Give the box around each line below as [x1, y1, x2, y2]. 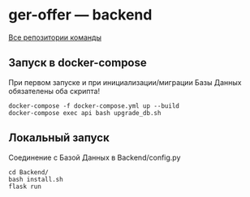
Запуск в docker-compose [8, 56, 148, 70]
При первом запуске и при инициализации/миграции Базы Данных [8, 77, 242, 87]
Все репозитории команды [8, 32, 102, 42]
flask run [8, 182, 42, 191]
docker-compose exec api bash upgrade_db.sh [8, 109, 162, 117]
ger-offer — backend [8, 6, 153, 24]
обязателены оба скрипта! [8, 86, 100, 96]
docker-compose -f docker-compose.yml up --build [8, 101, 180, 110]
